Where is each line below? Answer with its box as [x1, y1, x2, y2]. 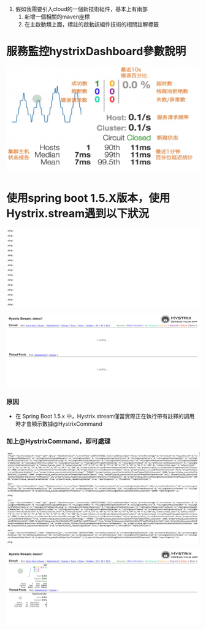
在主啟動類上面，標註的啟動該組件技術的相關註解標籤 [24, 21, 159, 28]
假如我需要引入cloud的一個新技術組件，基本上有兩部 [15, 6, 148, 12]
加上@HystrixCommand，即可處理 [6, 437, 111, 445]
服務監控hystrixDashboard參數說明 [6, 45, 186, 58]
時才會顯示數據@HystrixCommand [15, 420, 102, 428]
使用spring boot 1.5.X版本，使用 [6, 191, 170, 206]
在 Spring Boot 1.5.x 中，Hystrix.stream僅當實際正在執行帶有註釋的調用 [15, 412, 195, 420]
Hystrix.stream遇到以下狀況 [6, 207, 150, 221]
